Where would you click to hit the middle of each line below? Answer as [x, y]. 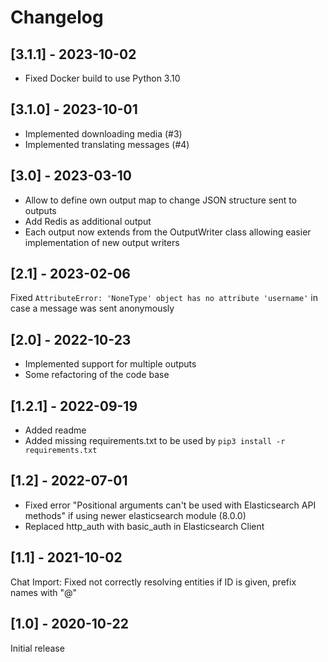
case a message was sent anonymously [92, 308]
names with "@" [44, 592]
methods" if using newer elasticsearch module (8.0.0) [135, 515]
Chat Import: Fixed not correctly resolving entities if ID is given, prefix [153, 582]
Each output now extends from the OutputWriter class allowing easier [168, 232]
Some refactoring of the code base [97, 375]
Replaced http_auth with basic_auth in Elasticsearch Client [144, 526]
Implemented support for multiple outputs [110, 364]
